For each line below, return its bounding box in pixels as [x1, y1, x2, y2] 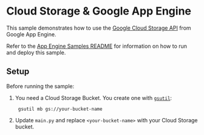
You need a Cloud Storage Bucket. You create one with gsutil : [15, 94, 172, 101]
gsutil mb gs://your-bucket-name [18, 106, 103, 112]
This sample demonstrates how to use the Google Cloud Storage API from [6, 24, 191, 31]
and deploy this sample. [6, 48, 66, 56]
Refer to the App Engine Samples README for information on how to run [6, 42, 187, 50]
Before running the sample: [6, 82, 75, 90]
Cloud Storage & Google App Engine [6, 4, 192, 18]
